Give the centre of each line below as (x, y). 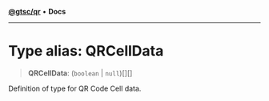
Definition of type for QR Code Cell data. (75, 88)
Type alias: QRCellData (86, 51)
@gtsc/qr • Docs (37, 12)
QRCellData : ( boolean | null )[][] (80, 73)
